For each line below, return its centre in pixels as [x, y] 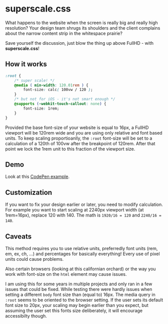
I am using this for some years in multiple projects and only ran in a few [79, 284]
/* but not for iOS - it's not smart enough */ [65, 99]
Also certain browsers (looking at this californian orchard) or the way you [81, 269]
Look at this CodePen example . [37, 177]
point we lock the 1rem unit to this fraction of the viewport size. [70, 149]
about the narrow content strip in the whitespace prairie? [64, 33]
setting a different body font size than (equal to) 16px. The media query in [80, 294]
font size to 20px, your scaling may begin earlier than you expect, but [77, 305]
